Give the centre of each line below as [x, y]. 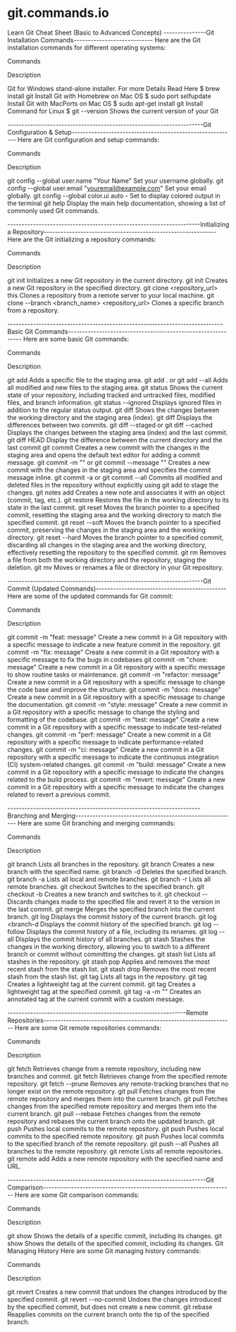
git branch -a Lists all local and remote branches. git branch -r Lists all [109, 879]
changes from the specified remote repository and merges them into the [112, 1106]
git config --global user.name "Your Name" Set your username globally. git [116, 181]
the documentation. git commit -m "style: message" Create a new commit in [118, 704]
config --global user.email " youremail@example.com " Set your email [107, 188]
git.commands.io [58, 13]
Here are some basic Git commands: [76, 339]
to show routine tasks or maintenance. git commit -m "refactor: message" [114, 674]
